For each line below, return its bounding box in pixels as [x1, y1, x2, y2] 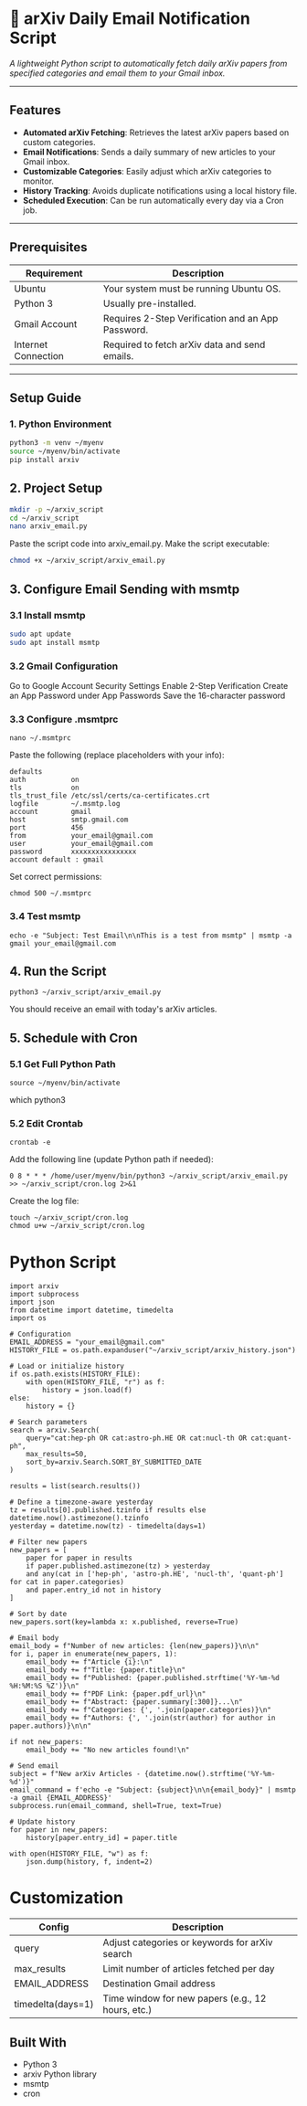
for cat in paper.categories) [9, 1578, 125, 1587]
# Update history [9, 1817, 76, 1826]
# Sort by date [9, 1610, 68, 1619]
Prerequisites [9, 239, 88, 255]
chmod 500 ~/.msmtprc [9, 889, 92, 898]
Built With [9, 2035, 67, 2050]
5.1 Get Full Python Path [9, 1057, 116, 1070]
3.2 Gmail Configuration [9, 660, 119, 672]
